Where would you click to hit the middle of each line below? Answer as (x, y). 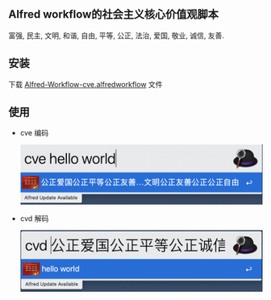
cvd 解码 (34, 218)
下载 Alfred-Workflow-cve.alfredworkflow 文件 (85, 84)
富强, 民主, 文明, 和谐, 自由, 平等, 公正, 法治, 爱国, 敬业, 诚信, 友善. (116, 35)
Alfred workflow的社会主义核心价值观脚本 (114, 15)
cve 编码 (34, 133)
